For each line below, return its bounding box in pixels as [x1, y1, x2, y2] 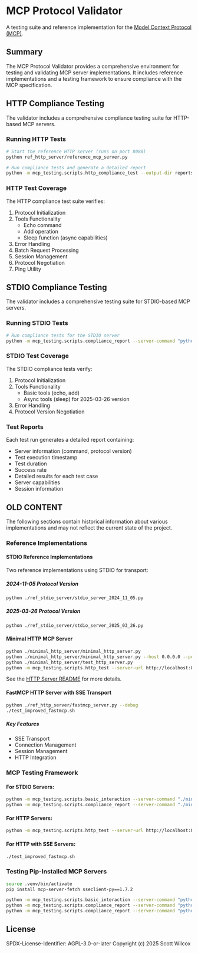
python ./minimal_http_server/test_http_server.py [6, 659, 133, 665]
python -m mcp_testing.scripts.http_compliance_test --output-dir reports [6, 170, 194, 176]
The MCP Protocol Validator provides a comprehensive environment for [6, 63, 180, 70]
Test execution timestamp [14, 454, 78, 461]
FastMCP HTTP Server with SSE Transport [6, 689, 112, 696]
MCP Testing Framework [6, 768, 78, 777]
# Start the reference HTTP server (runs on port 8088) [6, 149, 146, 155]
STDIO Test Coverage [6, 352, 69, 360]
